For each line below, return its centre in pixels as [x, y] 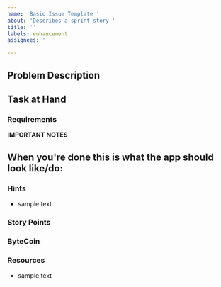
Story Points [29, 222]
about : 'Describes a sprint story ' [61, 21]
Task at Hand [37, 99]
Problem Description [54, 75]
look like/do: [35, 168]
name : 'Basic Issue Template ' [53, 14]
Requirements [32, 119]
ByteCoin [24, 241]
